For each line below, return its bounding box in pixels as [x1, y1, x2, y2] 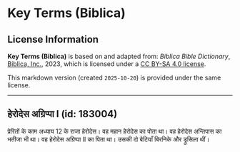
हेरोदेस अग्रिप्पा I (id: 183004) [7, 108, 118, 120]
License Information [7, 33, 99, 45]
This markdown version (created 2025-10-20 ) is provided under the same [7, 73, 221, 82]
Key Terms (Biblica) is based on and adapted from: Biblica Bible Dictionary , [7, 52, 231, 60]
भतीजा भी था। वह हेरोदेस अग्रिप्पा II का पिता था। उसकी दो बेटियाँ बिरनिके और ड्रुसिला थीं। [7, 135, 210, 143]
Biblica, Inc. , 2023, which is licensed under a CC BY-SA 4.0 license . [7, 60, 206, 68]
